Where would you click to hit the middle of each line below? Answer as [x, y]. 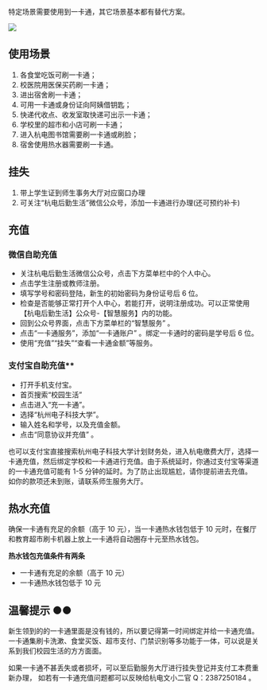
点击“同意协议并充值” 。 [59, 434]
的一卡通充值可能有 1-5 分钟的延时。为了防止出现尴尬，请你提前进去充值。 [130, 471]
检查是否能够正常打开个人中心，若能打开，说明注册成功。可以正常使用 [135, 303]
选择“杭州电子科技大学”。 [61, 414]
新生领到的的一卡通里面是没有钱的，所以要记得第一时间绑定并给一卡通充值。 [133, 631]
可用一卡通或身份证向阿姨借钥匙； [75, 104]
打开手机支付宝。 [48, 384]
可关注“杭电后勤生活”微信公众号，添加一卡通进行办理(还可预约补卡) [130, 202]
